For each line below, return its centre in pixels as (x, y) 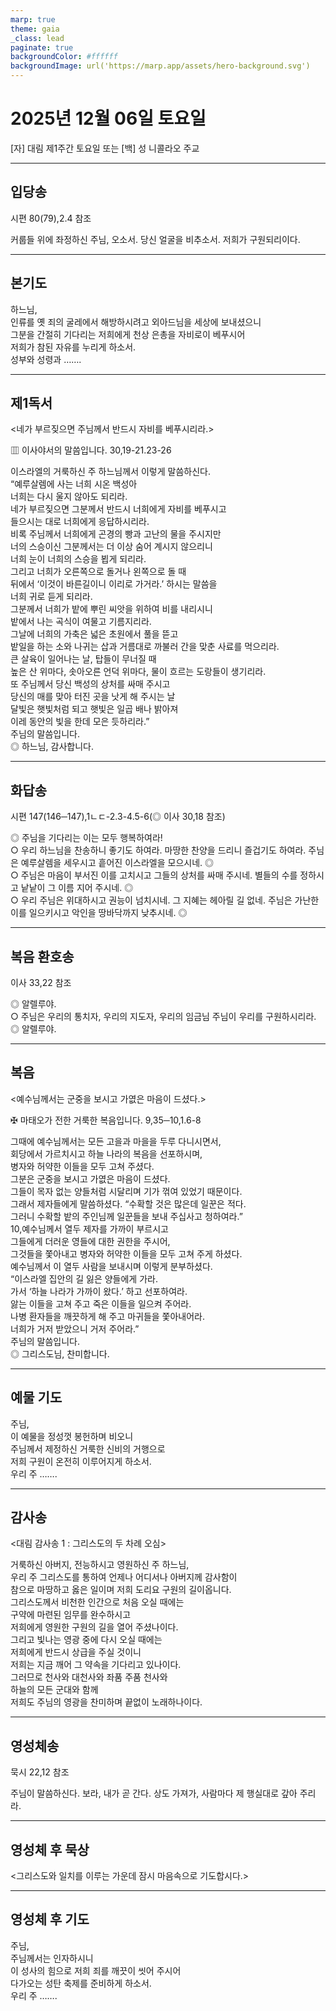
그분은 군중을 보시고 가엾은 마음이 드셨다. (90, 1178)
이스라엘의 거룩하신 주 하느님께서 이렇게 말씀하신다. (110, 472)
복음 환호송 (42, 956)
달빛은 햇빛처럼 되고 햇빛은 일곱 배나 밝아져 (94, 709)
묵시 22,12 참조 (40, 1772)
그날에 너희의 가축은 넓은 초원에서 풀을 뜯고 (94, 634)
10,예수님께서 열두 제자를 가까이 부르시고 (89, 1228)
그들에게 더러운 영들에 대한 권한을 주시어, (90, 1241)
